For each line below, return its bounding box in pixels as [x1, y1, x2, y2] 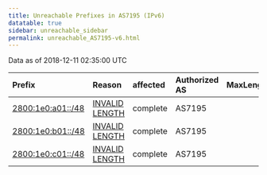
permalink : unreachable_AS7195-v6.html [8, 33, 141, 42]
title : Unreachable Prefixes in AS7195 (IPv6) [8, 11, 165, 20]
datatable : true [8, 19, 62, 27]
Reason [92, 80, 122, 91]
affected [132, 80, 165, 91]
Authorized [175, 75, 219, 86]
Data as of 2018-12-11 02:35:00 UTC [8, 56, 127, 65]
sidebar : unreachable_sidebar [8, 26, 109, 34]
